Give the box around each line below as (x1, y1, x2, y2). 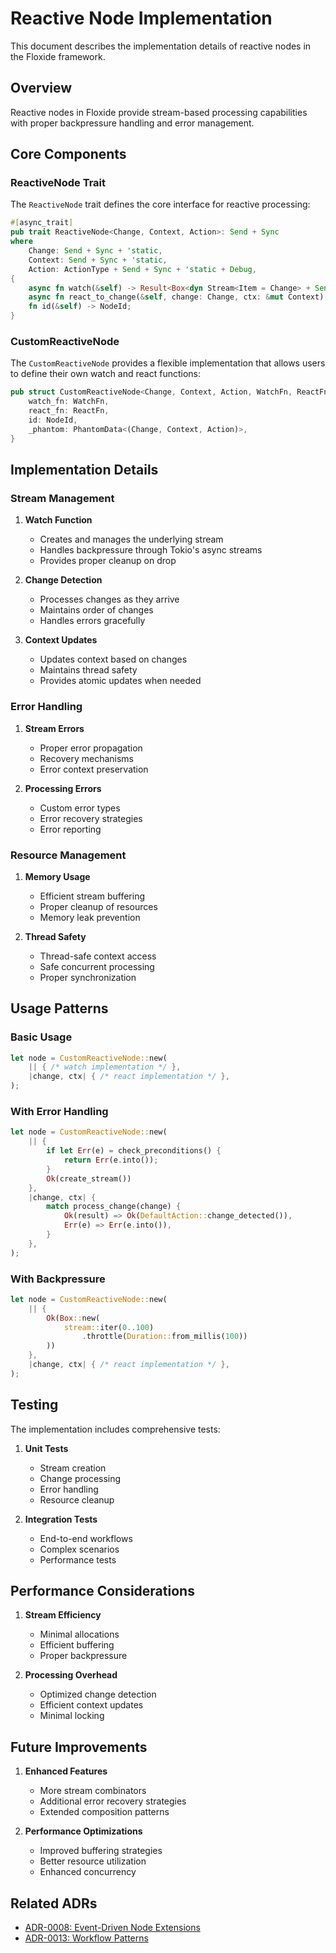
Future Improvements (10, 1738, 148, 1756)
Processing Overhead (24, 1669, 118, 1681)
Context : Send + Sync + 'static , (28, 255, 168, 265)
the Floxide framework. (10, 50, 106, 62)
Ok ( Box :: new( (46, 1313, 101, 1323)
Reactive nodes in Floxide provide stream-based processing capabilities (10, 106, 308, 118)
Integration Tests (24, 1513, 98, 1525)
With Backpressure (10, 1272, 106, 1286)
